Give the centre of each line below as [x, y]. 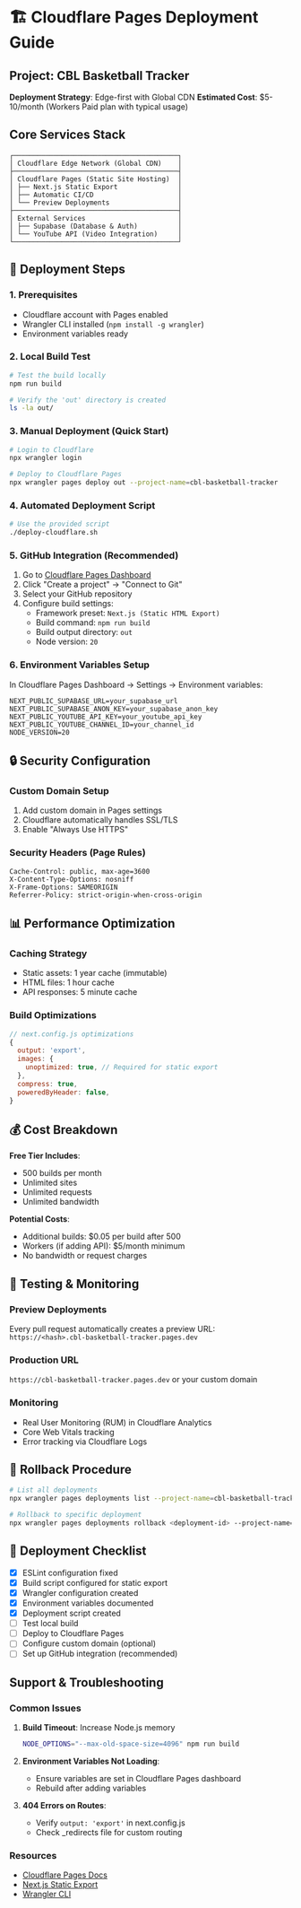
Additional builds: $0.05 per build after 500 [102, 1237]
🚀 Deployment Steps [67, 270]
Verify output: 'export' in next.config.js [110, 1823]
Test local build [50, 1624]
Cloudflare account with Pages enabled [95, 314]
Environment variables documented [88, 1603]
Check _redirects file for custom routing [109, 1832]
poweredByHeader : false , [64, 1092]
